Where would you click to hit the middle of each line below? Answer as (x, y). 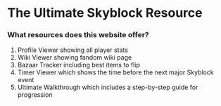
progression (35, 95)
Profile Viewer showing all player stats (73, 50)
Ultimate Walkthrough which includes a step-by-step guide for (108, 87)
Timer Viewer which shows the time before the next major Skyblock (115, 72)
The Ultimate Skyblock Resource (105, 13)
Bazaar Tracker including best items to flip (79, 65)
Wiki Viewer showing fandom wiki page (75, 58)
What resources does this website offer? (78, 35)
